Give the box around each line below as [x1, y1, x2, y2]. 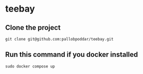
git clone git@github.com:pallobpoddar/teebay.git [5, 36, 114, 42]
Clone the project [5, 23, 61, 32]
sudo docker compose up [5, 64, 55, 69]
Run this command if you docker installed [5, 50, 138, 59]
